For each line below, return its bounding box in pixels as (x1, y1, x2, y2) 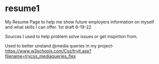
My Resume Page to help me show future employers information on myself (5, 19, 154, 25)
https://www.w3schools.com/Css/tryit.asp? (5, 48, 92, 54)
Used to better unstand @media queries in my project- (5, 43, 114, 48)
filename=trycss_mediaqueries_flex (5, 53, 76, 59)
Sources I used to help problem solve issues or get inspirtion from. (5, 33, 138, 39)
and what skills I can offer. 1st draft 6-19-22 (5, 24, 92, 30)
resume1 (5, 3, 40, 14)
